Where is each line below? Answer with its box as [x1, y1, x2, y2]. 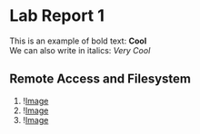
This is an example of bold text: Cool [9, 35, 147, 46]
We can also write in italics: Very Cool [9, 44, 151, 55]
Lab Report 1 [9, 5, 105, 26]
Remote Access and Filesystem [9, 72, 191, 87]
